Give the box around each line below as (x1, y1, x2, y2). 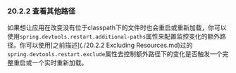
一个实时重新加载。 (31, 58, 88, 67)
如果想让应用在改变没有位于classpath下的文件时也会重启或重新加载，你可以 (7, 23, 227, 32)
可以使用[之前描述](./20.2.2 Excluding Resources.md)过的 (25, 41, 193, 50)
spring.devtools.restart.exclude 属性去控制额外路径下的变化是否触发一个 (7, 50, 223, 58)
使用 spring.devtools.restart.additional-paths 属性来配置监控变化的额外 (7, 32, 221, 41)
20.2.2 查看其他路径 (7, 6, 76, 15)
